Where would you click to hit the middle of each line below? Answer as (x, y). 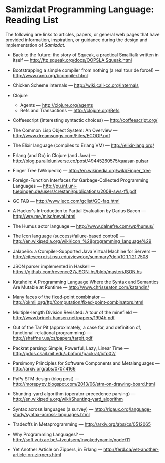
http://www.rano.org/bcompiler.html (50, 75)
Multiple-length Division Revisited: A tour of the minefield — (75, 312)
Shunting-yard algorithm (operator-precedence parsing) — (74, 394)
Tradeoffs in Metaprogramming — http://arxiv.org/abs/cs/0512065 (81, 424)
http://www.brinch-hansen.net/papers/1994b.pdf (64, 317)
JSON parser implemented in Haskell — (54, 266)
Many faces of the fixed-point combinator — (59, 297)
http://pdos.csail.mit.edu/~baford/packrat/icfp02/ (64, 353)
